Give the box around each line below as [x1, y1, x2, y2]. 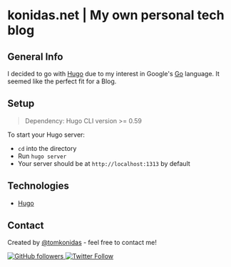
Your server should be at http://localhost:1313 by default [17, 159, 190, 167]
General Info [7, 51, 63, 63]
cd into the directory [17, 144, 77, 152]
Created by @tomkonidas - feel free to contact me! [7, 239, 157, 247]
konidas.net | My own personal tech [7, 7, 225, 23]
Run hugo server [17, 152, 67, 160]
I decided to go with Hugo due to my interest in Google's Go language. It [7, 70, 220, 78]
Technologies [7, 180, 70, 192]
